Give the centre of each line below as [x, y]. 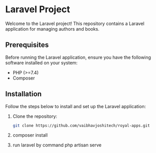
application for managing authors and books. [52, 29]
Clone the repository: [35, 116]
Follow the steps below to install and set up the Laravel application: [76, 106]
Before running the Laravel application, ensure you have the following [78, 57]
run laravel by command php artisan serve [57, 145]
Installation [23, 94]
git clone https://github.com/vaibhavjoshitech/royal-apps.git [81, 125]
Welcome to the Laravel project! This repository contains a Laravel [75, 23]
